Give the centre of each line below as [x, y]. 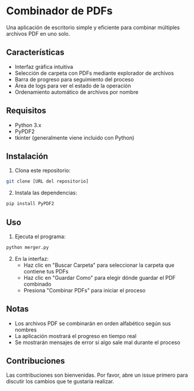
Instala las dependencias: [46, 193]
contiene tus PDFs [46, 271]
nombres [26, 329]
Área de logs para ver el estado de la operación [73, 86]
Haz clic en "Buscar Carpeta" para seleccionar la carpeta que [99, 265]
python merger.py [28, 247]
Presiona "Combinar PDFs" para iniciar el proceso [85, 290]
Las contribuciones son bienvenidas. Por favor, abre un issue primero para [97, 375]
